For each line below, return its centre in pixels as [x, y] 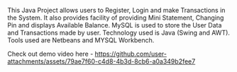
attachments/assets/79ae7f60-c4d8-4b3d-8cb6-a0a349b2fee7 [101, 61]
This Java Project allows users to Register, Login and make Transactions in [116, 10]
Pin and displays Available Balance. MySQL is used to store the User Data [115, 25]
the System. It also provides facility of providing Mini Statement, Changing [116, 18]
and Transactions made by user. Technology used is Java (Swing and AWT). [119, 32]
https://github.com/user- [131, 54]
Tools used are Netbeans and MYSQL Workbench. [81, 40]
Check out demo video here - [50, 54]
